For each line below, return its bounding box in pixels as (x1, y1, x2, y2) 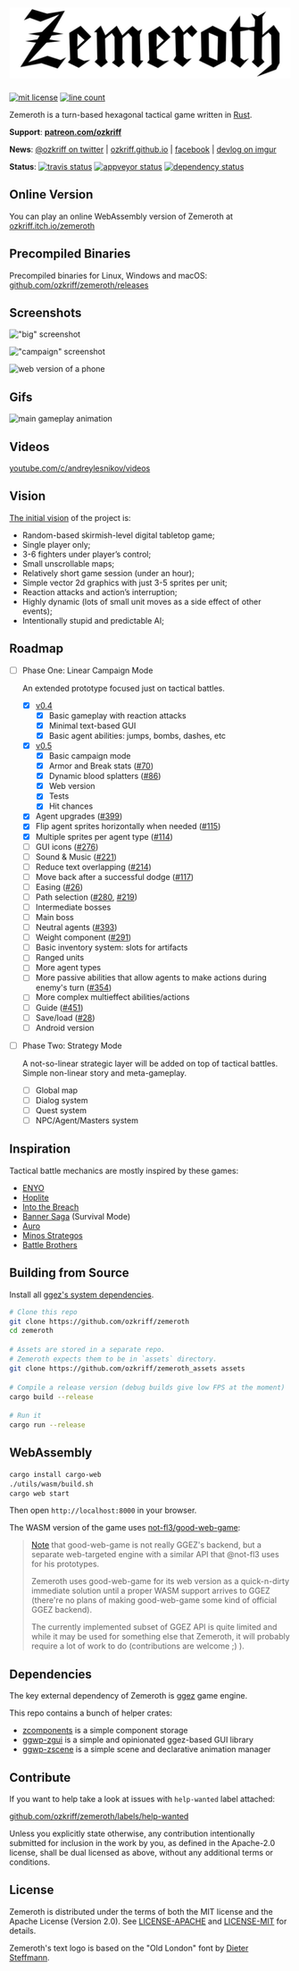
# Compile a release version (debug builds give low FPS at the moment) (9, 1383, 286, 1392)
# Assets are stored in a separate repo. (9, 1346, 166, 1355)
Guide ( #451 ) (35, 1002, 84, 1012)
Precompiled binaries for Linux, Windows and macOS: (9, 270, 208, 281)
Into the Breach (21, 1201, 79, 1212)
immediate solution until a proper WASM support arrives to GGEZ (30, 1585, 270, 1597)
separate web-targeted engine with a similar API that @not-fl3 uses (30, 1549, 279, 1560)
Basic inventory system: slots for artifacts (35, 942, 188, 953)
